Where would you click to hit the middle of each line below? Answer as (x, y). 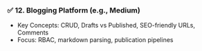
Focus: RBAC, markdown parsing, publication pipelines (95, 40)
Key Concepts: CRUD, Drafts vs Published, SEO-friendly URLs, (106, 25)
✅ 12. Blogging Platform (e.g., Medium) (74, 10)
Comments (33, 32)
